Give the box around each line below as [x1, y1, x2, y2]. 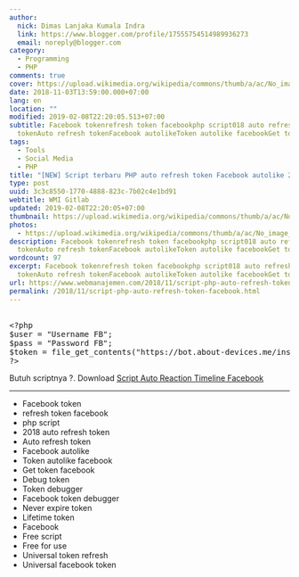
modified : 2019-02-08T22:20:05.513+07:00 [9, 112, 166, 121]
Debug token [21, 474, 70, 484]
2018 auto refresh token [21, 426, 110, 437]
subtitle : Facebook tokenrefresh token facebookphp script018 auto [9, 121, 265, 130]
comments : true [9, 71, 66, 80]
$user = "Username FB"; [9, 329, 113, 339]
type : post [9, 179, 50, 188]
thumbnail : [9, 211, 50, 221]
